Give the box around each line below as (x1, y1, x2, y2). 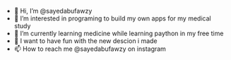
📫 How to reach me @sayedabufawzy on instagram (13, 44, 166, 53)
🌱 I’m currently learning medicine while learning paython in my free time (13, 29, 224, 37)
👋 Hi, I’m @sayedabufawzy (13, 7, 93, 15)
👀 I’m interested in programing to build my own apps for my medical (13, 14, 211, 23)
